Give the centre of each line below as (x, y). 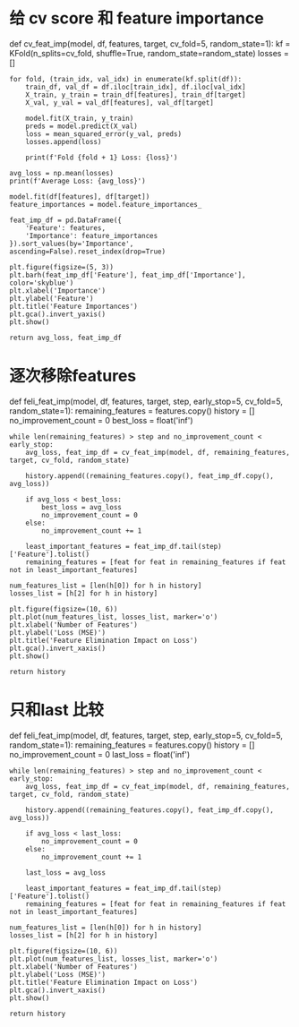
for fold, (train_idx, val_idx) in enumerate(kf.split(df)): (126, 79)
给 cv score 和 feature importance (137, 18)
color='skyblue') (42, 283)
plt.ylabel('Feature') (51, 298)
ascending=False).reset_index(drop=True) (88, 252)
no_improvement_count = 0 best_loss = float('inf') (102, 420)
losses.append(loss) (64, 141)
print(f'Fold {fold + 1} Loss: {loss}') (102, 158)
